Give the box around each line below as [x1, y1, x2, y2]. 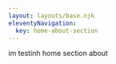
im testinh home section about [8, 49, 108, 58]
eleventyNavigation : [8, 19, 78, 27]
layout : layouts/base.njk [8, 11, 94, 20]
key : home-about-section [15, 26, 98, 34]
